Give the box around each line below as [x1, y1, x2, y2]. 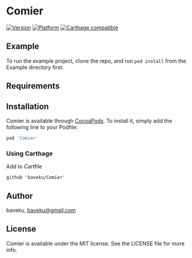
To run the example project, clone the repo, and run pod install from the [6, 57, 187, 64]
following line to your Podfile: [6, 123, 78, 130]
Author [6, 190, 33, 201]
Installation [6, 101, 49, 111]
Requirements [6, 81, 60, 91]
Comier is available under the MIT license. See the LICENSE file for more [6, 239, 185, 247]
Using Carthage [6, 149, 53, 157]
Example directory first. [6, 63, 64, 71]
